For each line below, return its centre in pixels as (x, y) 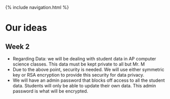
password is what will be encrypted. (50, 91)
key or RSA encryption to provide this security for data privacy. (78, 75)
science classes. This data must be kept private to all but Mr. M (79, 64)
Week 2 (18, 46)
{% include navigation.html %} (37, 7)
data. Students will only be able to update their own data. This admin (84, 86)
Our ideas (26, 28)
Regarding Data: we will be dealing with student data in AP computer (84, 59)
